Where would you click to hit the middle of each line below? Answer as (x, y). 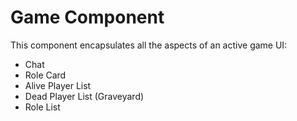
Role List (42, 107)
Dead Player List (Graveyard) (84, 96)
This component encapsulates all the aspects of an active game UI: (149, 45)
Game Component (87, 17)
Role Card (45, 75)
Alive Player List (58, 85)
